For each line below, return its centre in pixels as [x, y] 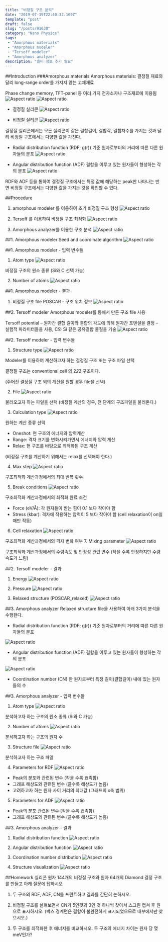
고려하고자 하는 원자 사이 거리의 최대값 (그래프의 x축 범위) [69, 791]
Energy [20, 579]
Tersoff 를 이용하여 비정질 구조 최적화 [49, 219]
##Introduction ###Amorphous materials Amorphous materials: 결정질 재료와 [84, 76]
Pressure [22, 588]
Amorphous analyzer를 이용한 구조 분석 [52, 230]
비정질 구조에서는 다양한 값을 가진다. [46, 137]
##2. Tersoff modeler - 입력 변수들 [40, 340]
